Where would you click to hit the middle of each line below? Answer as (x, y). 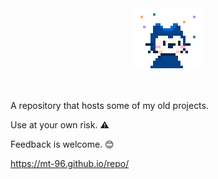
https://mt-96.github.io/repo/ (70, 163)
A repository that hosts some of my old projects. (109, 105)
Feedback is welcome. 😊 (62, 144)
